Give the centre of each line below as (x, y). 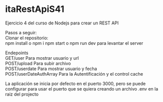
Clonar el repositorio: (27, 38)
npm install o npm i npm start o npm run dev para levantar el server (74, 43)
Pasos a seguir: (21, 32)
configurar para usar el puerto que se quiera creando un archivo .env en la (82, 89)
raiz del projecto (22, 94)
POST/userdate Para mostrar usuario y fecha (51, 69)
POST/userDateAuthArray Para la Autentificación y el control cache (74, 74)
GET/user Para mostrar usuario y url (42, 58)
